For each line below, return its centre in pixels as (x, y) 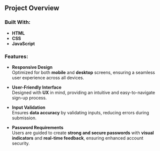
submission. (24, 118)
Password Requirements (38, 127)
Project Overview (32, 8)
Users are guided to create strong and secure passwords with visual (83, 133)
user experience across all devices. (48, 77)
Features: (16, 56)
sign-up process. (29, 98)
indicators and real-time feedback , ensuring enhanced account (78, 138)
